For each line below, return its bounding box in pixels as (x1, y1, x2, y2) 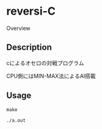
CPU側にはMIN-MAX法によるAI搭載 (6, 72, 96, 79)
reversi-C (6, 4, 56, 18)
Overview (6, 24, 31, 32)
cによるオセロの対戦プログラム (6, 59, 84, 67)
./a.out (6, 117, 26, 123)
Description (6, 42, 52, 53)
